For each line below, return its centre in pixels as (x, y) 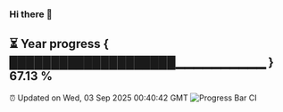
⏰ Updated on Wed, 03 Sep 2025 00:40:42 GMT (99, 98)
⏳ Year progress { (59, 44)
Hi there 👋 (31, 14)
